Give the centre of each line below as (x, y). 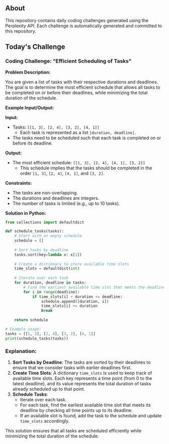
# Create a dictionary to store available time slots (72, 264)
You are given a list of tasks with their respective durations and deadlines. (82, 82)
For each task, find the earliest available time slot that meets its (85, 405)
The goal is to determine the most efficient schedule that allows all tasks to (83, 87)
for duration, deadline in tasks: (50, 283)
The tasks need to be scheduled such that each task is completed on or (87, 138)
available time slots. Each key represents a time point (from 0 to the (82, 378)
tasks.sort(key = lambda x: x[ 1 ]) (48, 255)
